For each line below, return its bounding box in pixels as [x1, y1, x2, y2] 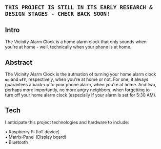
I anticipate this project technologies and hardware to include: [5, 119, 129, 125]
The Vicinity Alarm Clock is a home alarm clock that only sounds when [5, 39, 147, 45]
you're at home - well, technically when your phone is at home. [5, 44, 132, 50]
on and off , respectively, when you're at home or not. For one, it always [5, 76, 149, 82]
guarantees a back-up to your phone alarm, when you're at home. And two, [5, 82, 157, 88]
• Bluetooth [5, 139, 28, 145]
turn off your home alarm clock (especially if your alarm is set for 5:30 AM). [5, 92, 157, 98]
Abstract [5, 58, 33, 67]
